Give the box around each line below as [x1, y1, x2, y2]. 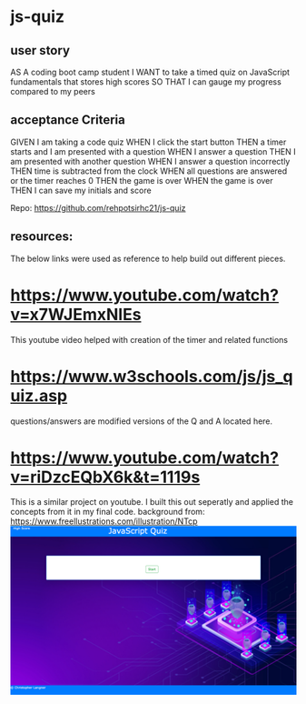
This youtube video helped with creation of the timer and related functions [10, 334, 289, 345]
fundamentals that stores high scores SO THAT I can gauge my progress [10, 76, 282, 87]
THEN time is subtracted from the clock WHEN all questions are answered [10, 166, 288, 176]
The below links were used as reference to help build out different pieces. [10, 253, 286, 264]
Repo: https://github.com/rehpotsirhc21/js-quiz [10, 202, 186, 213]
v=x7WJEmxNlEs [10, 304, 142, 325]
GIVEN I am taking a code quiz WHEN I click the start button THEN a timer [10, 136, 287, 147]
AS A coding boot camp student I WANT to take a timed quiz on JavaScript [10, 66, 290, 77]
